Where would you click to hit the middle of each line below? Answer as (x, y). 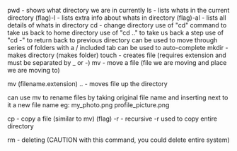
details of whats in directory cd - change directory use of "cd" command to (117, 25)
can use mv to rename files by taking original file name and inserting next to (118, 97)
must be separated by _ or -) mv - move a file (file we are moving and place (117, 62)
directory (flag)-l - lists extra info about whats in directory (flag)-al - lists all (117, 18)
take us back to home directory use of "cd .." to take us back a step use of (116, 32)
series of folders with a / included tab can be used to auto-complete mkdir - (118, 48)
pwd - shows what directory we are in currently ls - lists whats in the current (118, 10)
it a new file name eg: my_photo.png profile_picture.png (88, 105)
